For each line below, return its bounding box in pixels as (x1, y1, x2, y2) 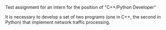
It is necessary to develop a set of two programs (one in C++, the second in (5, 14, 161, 19)
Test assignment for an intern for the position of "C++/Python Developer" (5, 4, 156, 10)
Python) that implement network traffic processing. (5, 19, 110, 25)
